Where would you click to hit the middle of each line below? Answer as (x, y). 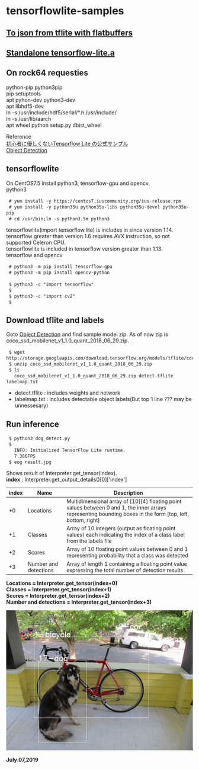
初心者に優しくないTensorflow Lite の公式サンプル (67, 143)
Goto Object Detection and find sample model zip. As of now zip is (87, 334)
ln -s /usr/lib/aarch (29, 118)
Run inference (33, 424)
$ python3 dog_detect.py (39, 439)
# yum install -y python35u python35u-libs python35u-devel (84, 207)
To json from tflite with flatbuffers (70, 33)
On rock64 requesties (47, 73)
